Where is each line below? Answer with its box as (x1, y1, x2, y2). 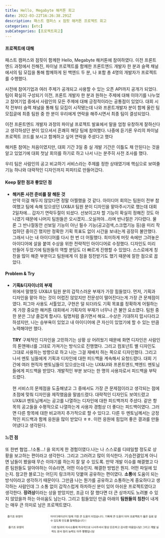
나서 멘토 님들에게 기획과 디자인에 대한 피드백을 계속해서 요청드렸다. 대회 (12, 355, 152, 361)
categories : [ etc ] (5, 24, 43, 29)
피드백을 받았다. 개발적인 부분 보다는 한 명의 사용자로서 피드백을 (25, 368, 148, 374)
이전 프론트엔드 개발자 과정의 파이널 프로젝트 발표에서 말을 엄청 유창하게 (5, 121, 143, 127)
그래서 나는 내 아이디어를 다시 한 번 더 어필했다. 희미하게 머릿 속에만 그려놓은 (12, 234, 160, 240)
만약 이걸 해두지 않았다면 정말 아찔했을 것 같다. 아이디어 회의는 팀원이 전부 (12, 197, 154, 203)
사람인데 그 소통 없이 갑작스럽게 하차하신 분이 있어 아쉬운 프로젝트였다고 (18, 483, 157, 489)
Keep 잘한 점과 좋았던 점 (5, 179, 52, 185)
